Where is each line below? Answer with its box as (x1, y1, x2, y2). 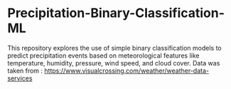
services (7, 73, 33, 83)
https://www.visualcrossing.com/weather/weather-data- (44, 66, 210, 75)
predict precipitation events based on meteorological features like (7, 51, 200, 60)
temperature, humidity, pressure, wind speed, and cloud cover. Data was (7, 58, 220, 67)
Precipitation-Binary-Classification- (7, 5, 225, 21)
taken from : (7, 66, 43, 75)
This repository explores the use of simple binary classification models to (7, 43, 222, 52)
